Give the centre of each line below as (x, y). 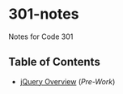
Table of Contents (55, 62)
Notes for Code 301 (41, 36)
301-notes (44, 14)
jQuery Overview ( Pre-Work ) (68, 81)
